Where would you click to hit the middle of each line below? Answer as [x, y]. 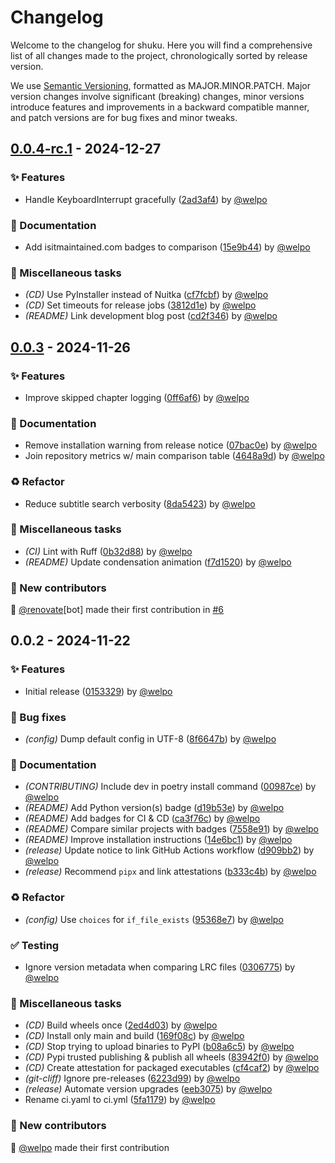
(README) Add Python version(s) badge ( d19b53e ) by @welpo [154, 808]
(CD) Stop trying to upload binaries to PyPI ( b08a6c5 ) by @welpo [159, 1047]
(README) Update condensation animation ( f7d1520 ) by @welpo [158, 562]
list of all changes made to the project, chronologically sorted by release [159, 55]
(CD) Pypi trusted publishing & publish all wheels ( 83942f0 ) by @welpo [171, 1057]
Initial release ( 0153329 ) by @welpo [98, 691]
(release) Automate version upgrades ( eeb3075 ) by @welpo [148, 1089]
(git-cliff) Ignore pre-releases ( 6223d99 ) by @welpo [132, 1078]
